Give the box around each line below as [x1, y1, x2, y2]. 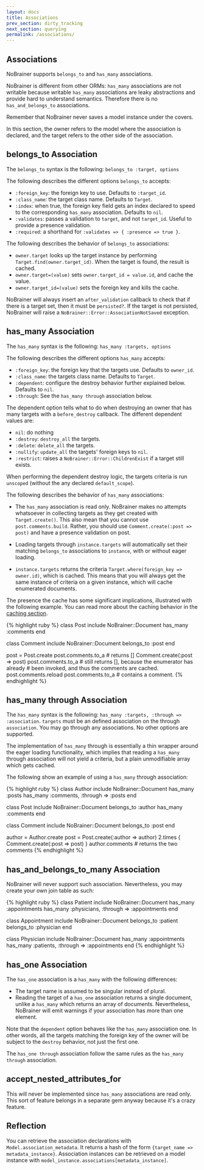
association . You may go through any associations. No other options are [6, 724, 189, 731]
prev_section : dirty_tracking [6, 20, 83, 26]
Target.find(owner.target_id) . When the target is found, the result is [15, 258, 190, 265]
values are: [6, 417, 34, 424]
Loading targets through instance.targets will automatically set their [15, 541, 188, 548]
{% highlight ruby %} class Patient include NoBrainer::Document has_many [6, 899, 195, 906]
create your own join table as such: [6, 887, 94, 895]
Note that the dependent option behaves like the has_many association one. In [6, 1025, 197, 1032]
